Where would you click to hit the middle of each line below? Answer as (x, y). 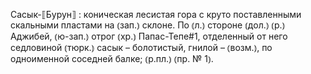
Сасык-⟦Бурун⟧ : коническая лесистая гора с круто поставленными (156, 14)
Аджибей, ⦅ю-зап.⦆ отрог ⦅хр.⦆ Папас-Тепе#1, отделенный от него (149, 36)
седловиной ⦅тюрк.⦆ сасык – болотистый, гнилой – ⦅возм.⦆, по (141, 47)
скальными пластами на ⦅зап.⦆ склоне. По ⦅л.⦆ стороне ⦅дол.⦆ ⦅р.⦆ (148, 25)
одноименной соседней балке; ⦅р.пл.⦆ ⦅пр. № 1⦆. (112, 58)
